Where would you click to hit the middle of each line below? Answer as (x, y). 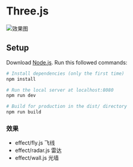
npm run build (24, 112)
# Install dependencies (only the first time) (65, 74)
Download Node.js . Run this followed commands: (67, 62)
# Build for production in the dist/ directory (67, 107)
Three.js (28, 11)
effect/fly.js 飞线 (35, 143)
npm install (21, 79)
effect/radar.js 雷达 (38, 150)
